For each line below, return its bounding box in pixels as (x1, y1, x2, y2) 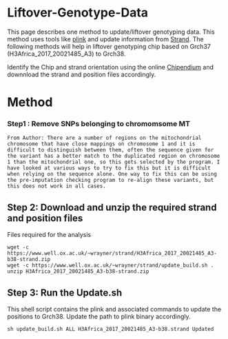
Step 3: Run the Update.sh (7, 287, 123, 298)
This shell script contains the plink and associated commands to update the (7, 305, 222, 314)
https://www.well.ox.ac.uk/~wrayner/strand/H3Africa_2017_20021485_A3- (7, 250, 217, 257)
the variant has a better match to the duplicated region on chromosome (7, 153, 220, 160)
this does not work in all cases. (7, 183, 107, 190)
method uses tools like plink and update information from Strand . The (7, 34, 205, 43)
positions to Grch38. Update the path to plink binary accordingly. (7, 312, 191, 321)
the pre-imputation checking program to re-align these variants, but (7, 177, 214, 184)
